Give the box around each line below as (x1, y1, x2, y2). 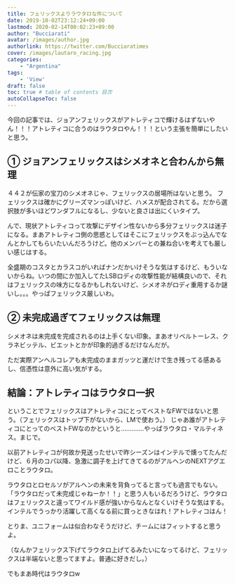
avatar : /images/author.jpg (7, 37, 90, 44)
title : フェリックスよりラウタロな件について (7, 10, 123, 18)
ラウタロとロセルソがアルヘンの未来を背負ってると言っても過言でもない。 (7, 481, 222, 489)
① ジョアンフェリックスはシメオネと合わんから (7, 155, 215, 167)
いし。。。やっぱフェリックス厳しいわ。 (7, 289, 118, 298)
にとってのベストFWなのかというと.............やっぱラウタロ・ (19, 424, 194, 433)
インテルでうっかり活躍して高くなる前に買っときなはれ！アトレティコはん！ (7, 507, 228, 516)
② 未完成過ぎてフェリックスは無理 (7, 312, 161, 324)
